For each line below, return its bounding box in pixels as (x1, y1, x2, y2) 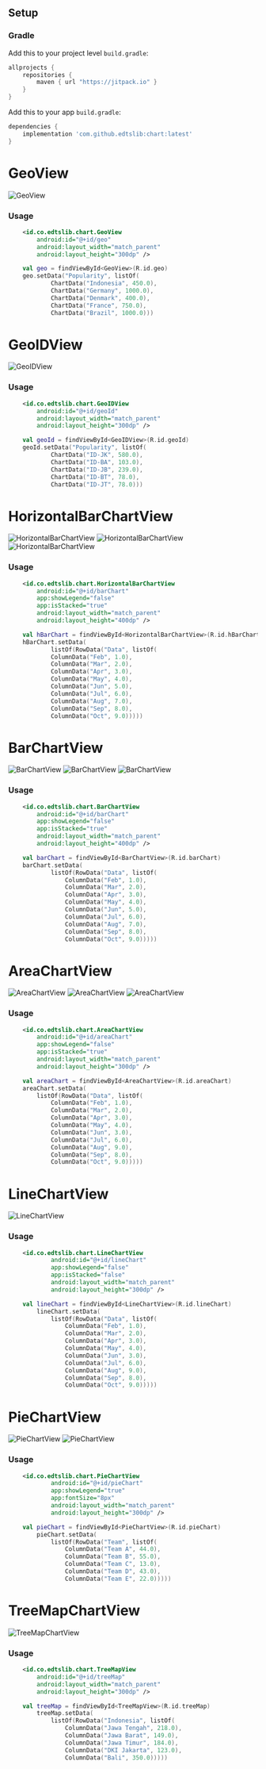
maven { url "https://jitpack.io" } (36, 79, 158, 86)
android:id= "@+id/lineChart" (50, 1257, 147, 1264)
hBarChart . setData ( (22, 638, 87, 646)
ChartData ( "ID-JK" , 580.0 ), (50, 451, 144, 459)
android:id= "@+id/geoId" (36, 407, 119, 415)
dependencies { (8, 123, 59, 131)
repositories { (22, 71, 73, 79)
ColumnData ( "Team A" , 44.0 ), (64, 1545, 161, 1553)
